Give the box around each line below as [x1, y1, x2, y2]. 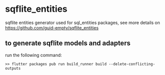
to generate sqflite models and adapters [5, 39, 131, 48]
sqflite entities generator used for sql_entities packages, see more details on [5, 20, 160, 25]
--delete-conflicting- [108, 61, 155, 67]
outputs [5, 66, 21, 71]
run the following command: [5, 52, 63, 58]
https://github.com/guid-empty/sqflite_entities [5, 25, 99, 30]
